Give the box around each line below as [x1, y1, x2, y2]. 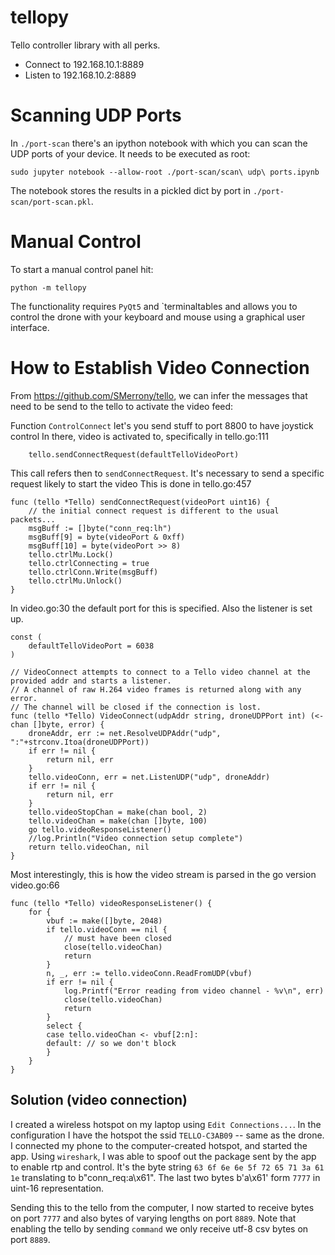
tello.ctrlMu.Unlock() [28, 576, 123, 586]
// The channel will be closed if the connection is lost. [10, 702, 262, 712]
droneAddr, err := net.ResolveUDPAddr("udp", [28, 728, 222, 738]
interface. [10, 321, 50, 333]
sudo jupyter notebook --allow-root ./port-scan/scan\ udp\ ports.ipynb [10, 167, 320, 177]
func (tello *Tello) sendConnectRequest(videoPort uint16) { [10, 497, 271, 507]
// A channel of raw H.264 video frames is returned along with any [10, 684, 302, 695]
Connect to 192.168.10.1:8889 [24, 58, 145, 70]
